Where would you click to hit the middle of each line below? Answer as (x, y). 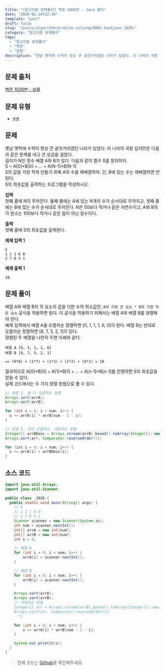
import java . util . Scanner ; (33, 489)
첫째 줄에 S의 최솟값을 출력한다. (35, 230)
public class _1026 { (27, 498)
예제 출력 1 (15, 268)
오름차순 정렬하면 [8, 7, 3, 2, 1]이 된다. (41, 331)
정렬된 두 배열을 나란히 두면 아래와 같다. (43, 337)
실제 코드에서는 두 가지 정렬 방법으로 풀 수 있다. (50, 384)
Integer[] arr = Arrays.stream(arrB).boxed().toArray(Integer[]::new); (89, 607)
